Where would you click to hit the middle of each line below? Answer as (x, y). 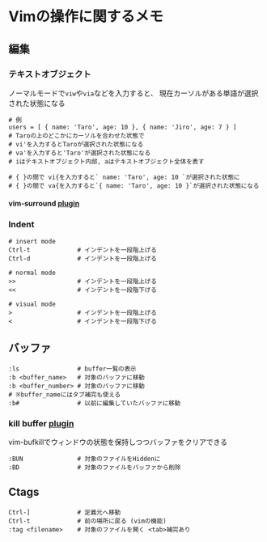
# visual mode (32, 304)
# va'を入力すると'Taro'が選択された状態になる (80, 153)
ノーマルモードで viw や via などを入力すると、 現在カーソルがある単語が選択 (133, 93)
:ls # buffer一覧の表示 (72, 369)
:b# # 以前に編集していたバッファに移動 (95, 403)
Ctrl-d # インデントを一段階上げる (83, 258)
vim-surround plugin (44, 204)
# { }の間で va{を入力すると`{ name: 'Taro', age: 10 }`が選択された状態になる (134, 186)
